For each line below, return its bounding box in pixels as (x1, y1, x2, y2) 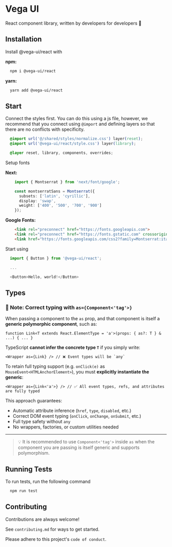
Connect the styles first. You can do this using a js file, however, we (5, 115, 148, 122)
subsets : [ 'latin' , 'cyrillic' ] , (18, 193, 91, 199)
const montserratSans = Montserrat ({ (14, 188, 95, 194)
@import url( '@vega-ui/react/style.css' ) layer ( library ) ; (10, 141, 137, 146)
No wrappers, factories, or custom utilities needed (12, 424, 119, 430)
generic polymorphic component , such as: (5, 321, 97, 327)
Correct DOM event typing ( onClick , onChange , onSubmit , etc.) (12, 413, 142, 419)
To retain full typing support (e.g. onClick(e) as (5, 363, 105, 369)
